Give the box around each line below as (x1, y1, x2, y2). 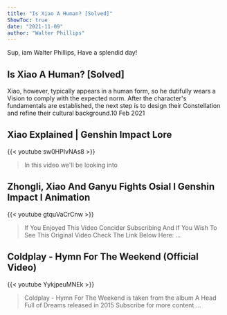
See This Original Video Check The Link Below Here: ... (24, 231, 181, 239)
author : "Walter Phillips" (7, 29, 85, 37)
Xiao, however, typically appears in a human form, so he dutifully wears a (7, 87, 216, 96)
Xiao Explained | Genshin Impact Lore (7, 129, 172, 141)
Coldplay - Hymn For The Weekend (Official (7, 251, 199, 263)
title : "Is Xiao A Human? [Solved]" (7, 10, 113, 17)
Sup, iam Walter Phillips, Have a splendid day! (7, 48, 138, 57)
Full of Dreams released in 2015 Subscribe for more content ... (24, 300, 201, 309)
